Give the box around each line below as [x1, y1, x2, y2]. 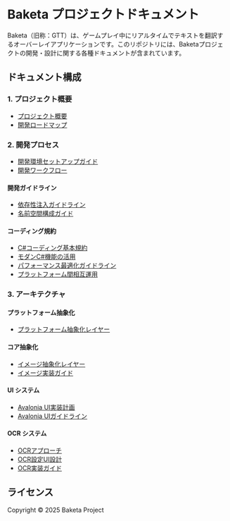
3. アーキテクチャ [7, 290, 66, 300]
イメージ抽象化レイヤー [17, 360, 86, 368]
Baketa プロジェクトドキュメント [7, 6, 200, 23]
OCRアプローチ [17, 446, 62, 455]
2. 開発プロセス [7, 140, 60, 149]
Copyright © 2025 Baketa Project [7, 505, 104, 514]
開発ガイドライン [7, 183, 57, 192]
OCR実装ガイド [17, 464, 62, 472]
